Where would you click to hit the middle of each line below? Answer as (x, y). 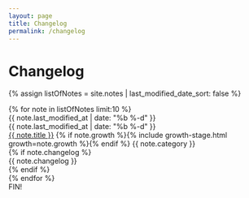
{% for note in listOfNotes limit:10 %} (70, 110)
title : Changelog (38, 24)
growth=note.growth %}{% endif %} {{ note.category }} (102, 144)
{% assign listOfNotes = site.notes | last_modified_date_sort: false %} (125, 93)
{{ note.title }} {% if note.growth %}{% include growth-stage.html (118, 136)
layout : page (31, 16)
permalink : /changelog (47, 31)
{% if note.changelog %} (50, 153)
